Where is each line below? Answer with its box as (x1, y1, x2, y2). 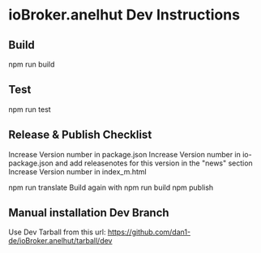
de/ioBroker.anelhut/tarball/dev (8, 236, 113, 246)
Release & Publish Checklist (8, 128, 152, 142)
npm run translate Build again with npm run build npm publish (8, 182, 214, 192)
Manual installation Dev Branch (8, 206, 169, 220)
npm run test (8, 104, 51, 114)
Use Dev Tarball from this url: (8, 227, 106, 237)
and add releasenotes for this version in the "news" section (55, 158, 253, 168)
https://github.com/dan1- (107, 227, 191, 237)
